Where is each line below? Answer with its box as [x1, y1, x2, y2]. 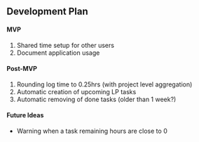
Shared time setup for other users [16, 41, 115, 49]
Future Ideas [6, 111, 44, 120]
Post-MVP [6, 65, 38, 73]
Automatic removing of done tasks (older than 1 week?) [16, 95, 177, 103]
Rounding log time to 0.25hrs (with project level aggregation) [16, 80, 193, 89]
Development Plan [6, 6, 88, 18]
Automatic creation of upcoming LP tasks [16, 87, 137, 96]
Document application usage [16, 49, 100, 57]
